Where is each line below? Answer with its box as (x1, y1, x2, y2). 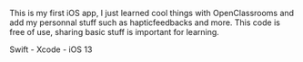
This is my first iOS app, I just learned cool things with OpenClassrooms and (9, 8, 294, 18)
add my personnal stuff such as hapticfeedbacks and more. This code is (9, 17, 280, 28)
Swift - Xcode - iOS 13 (9, 44, 93, 55)
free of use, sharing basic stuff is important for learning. (9, 27, 220, 37)
